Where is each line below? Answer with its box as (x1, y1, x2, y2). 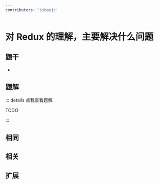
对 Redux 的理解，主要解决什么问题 (5, 31, 154, 42)
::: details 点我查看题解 (5, 97, 53, 103)
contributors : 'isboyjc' (5, 7, 58, 13)
